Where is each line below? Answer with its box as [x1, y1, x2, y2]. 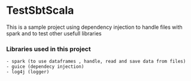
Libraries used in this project [6, 44, 91, 53]
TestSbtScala [6, 4, 74, 17]
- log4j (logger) [6, 69, 50, 75]
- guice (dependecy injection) [6, 64, 84, 70]
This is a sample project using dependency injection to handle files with [6, 23, 183, 31]
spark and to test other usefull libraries [6, 29, 102, 37]
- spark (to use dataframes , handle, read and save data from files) [6, 58, 186, 65]
